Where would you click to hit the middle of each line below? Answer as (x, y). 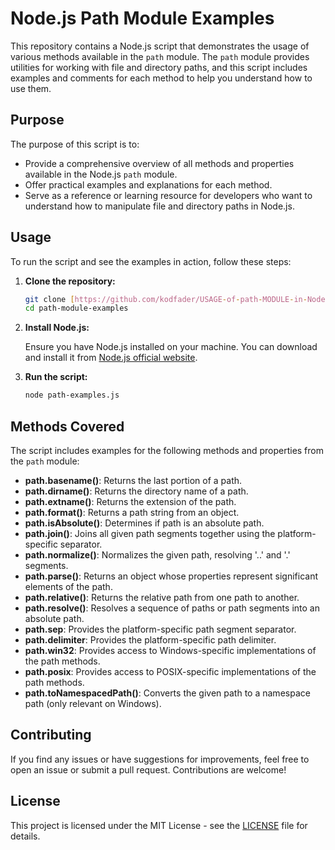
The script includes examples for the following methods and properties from (167, 450)
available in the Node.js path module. (101, 174)
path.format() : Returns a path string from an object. (132, 512)
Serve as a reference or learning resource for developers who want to (168, 195)
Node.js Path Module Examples (142, 18)
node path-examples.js (72, 395)
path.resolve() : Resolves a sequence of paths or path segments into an (172, 608)
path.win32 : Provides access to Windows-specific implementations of (170, 650)
